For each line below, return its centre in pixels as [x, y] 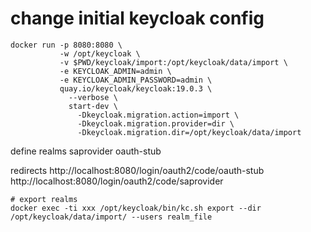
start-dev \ [93, 106]
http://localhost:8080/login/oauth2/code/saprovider [117, 181]
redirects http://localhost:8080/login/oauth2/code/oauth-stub [137, 170]
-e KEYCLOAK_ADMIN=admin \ [115, 71]
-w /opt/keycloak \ [100, 53]
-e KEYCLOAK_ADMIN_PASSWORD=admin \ [136, 80]
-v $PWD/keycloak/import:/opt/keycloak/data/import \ [173, 62]
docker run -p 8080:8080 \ [66, 45]
